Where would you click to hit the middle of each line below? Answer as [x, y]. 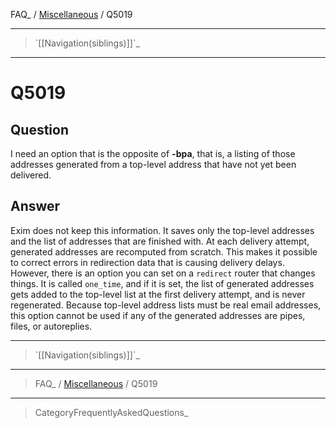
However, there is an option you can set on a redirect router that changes [163, 273]
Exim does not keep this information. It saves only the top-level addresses [162, 230]
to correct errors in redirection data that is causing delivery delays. [147, 262]
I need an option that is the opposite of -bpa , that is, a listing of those [153, 153]
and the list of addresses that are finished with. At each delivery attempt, [160, 241]
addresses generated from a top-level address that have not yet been [153, 164]
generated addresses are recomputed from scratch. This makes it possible [164, 251]
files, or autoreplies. [51, 326]
